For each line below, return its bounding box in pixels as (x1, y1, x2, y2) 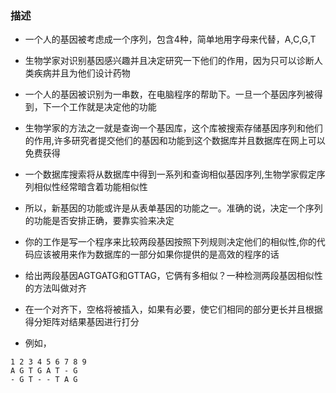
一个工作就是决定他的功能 (51, 101, 157, 113)
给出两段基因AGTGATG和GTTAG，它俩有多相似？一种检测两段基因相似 (24, 270, 315, 282)
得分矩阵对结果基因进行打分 (24, 316, 140, 328)
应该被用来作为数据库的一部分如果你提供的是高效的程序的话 (33, 248, 280, 261)
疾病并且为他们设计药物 (33, 67, 131, 79)
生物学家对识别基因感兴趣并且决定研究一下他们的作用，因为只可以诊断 (24, 55, 315, 67)
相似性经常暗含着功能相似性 (33, 181, 148, 193)
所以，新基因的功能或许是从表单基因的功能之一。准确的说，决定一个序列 (24, 202, 323, 214)
